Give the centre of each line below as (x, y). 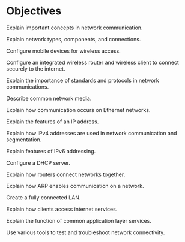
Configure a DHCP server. (38, 162)
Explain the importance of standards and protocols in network (83, 80)
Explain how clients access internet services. (62, 209)
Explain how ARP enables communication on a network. (75, 186)
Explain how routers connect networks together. (66, 174)
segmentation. (24, 140)
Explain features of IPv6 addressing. (51, 151)
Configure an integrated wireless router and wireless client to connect (92, 62)
